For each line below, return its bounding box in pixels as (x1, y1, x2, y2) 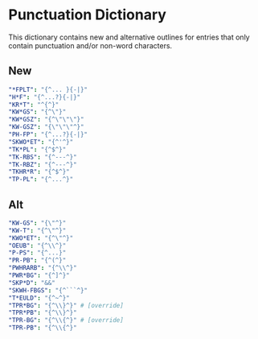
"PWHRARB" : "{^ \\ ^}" (8, 264, 78, 272)
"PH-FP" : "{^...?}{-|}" (8, 130, 88, 138)
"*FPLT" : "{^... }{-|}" (8, 85, 88, 93)
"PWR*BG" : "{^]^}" (8, 271, 70, 279)
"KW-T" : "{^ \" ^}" (8, 226, 67, 234)
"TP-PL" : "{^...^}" (8, 176, 74, 184)
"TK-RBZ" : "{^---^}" (8, 160, 78, 168)
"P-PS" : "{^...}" (8, 249, 67, 257)
